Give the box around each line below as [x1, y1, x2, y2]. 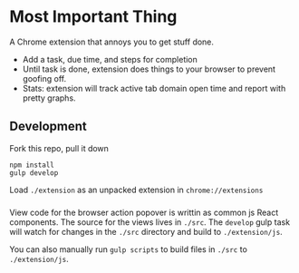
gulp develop [9, 168, 59, 178]
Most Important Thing [9, 6, 178, 27]
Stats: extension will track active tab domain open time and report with [22, 83, 286, 93]
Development [9, 119, 88, 134]
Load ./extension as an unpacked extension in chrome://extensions [9, 184, 264, 195]
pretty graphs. [22, 93, 76, 103]
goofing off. [22, 73, 66, 83]
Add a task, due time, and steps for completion [22, 54, 198, 64]
